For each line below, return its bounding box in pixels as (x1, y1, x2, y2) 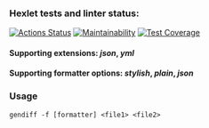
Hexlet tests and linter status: (9, 7, 140, 20)
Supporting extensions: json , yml (9, 47, 135, 58)
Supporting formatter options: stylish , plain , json (9, 68, 194, 78)
